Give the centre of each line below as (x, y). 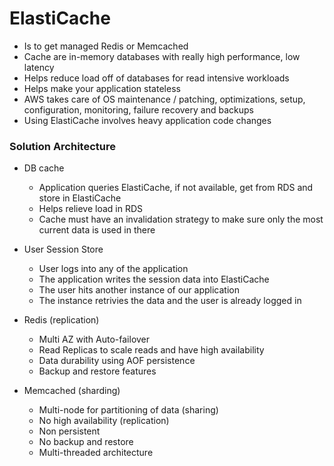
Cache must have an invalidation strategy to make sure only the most (181, 219)
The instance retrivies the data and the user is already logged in (170, 301)
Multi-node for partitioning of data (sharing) (128, 410)
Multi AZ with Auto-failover (94, 339)
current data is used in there (97, 230)
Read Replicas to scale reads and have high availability (151, 350)
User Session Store (63, 249)
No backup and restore (86, 442)
